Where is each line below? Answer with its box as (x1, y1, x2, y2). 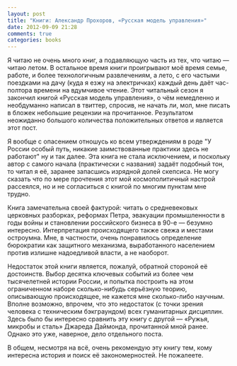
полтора (7, 86, 33, 95)
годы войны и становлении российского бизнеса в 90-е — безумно (7, 218, 213, 227)
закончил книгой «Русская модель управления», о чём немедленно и (7, 93, 219, 102)
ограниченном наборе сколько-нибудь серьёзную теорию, (7, 285, 187, 293)
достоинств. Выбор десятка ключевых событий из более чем (7, 270, 194, 278)
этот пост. (7, 124, 37, 132)
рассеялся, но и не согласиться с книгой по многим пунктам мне (7, 182, 207, 191)
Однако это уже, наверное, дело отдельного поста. (7, 330, 164, 338)
